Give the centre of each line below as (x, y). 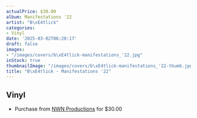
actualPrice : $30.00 (31, 11)
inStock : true (23, 60)
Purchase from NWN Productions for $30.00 (68, 109)
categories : (21, 28)
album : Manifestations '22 (39, 17)
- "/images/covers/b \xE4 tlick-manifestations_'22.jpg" (74, 55)
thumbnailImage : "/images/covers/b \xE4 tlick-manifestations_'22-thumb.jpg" (101, 66)
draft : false (22, 44)
